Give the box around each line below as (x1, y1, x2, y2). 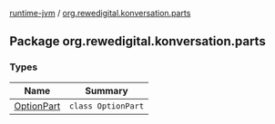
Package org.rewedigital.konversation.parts (9, 33, 266, 49)
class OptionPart (68, 100, 144, 111)
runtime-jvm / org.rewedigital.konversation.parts (9, 8, 191, 18)
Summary (85, 84, 129, 97)
